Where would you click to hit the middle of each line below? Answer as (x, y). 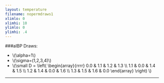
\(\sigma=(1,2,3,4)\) (32, 60)
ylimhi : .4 (16, 32)
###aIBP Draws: (21, 46)
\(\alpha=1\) (24, 55)
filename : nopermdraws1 (29, 14)
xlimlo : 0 (15, 18)
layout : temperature (26, 9)
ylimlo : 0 (15, 28)
